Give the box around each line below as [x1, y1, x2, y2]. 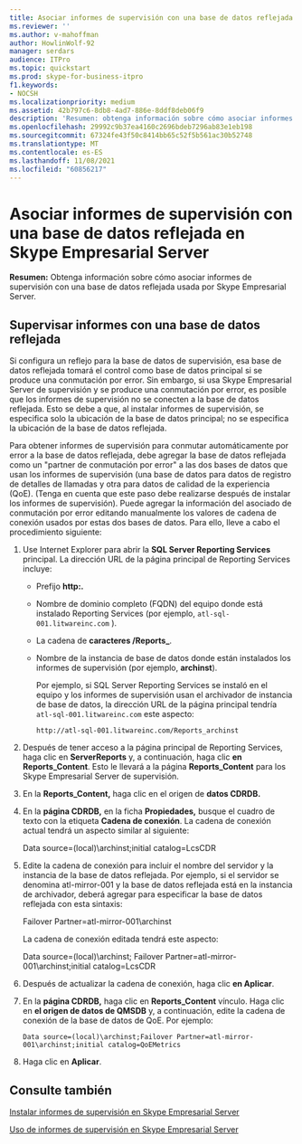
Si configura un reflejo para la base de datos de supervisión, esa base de [9, 355, 282, 366]
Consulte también [9, 1083, 112, 1098]
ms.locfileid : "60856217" [9, 165, 107, 174]
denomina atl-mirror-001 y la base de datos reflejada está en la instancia [22, 879, 293, 891]
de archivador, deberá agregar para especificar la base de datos [22, 889, 263, 900]
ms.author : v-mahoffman [9, 30, 99, 39]
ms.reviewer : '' [9, 22, 71, 31]
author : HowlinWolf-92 [9, 38, 95, 48]
